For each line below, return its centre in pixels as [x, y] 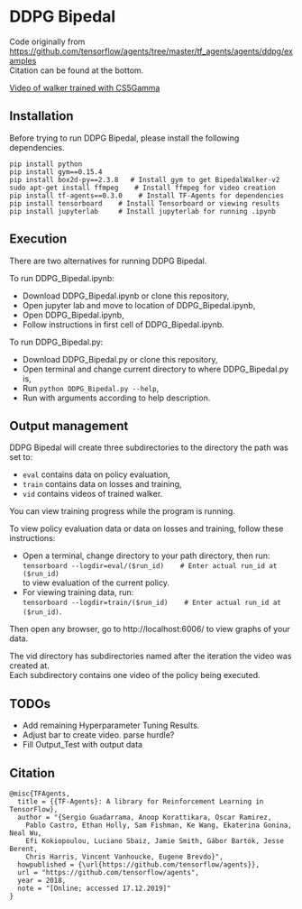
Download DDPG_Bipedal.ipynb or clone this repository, [126, 296]
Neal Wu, [26, 833]
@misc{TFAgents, [40, 794]
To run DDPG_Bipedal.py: [56, 342]
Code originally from [47, 41]
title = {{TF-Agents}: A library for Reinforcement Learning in [141, 802]
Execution [38, 239]
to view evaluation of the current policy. [96, 583]
